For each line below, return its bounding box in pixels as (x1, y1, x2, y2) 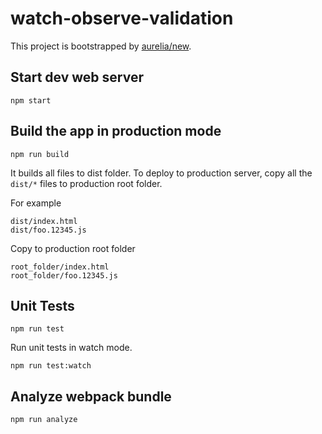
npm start (10, 95, 52, 106)
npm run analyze (10, 415, 78, 425)
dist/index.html (10, 216, 78, 226)
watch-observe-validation (10, 7, 234, 30)
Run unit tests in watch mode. (10, 342, 133, 354)
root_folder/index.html (10, 262, 110, 272)
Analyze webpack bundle (10, 388, 172, 405)
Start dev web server (10, 69, 145, 86)
